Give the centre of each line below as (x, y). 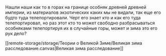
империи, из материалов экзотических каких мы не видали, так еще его (83, 12)
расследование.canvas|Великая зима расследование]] (64, 48)
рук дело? (16, 33)
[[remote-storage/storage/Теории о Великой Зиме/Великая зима (74, 43)
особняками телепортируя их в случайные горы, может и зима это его (81, 28)
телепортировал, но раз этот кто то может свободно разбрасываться (80, 23)
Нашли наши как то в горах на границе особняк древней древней (76, 7)
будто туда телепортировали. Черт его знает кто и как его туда (73, 18)
